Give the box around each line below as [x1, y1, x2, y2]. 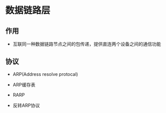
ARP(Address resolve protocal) [12, 71, 78, 77]
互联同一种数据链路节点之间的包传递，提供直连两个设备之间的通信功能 [12, 41, 161, 47]
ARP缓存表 [12, 81, 36, 88]
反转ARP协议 [12, 102, 40, 108]
